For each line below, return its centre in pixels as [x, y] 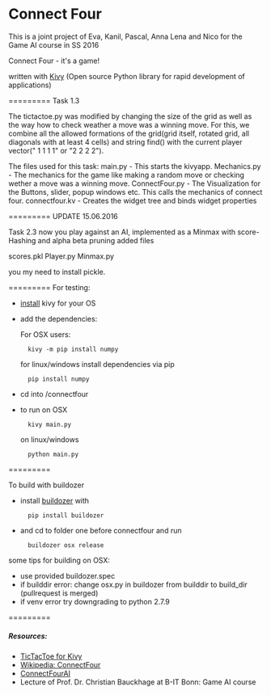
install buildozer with [55, 500]
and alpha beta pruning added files [96, 240]
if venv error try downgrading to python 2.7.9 [95, 601]
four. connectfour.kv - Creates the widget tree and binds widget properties [133, 200]
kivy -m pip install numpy [73, 349]
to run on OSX [44, 410]
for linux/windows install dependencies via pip [97, 364]
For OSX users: [45, 334]
